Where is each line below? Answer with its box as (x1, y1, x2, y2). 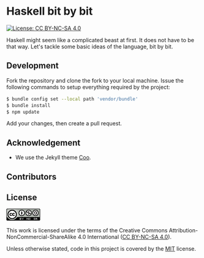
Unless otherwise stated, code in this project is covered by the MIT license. (6, 245, 197, 252)
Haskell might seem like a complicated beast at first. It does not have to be (6, 36, 195, 43)
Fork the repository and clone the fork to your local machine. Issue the (6, 76, 184, 84)
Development (6, 61, 59, 71)
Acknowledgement (6, 138, 81, 148)
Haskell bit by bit (6, 4, 93, 18)
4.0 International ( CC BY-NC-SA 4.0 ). (77, 234, 172, 241)
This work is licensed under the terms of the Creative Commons (6, 227, 168, 234)
